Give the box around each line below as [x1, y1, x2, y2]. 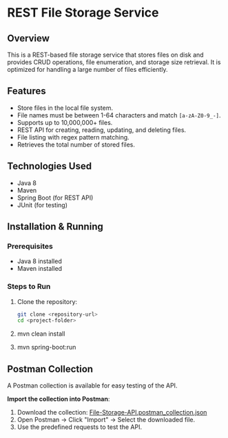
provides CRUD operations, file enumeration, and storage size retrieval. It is [7, 58, 221, 66]
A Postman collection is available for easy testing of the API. [7, 381, 178, 390]
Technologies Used [7, 160, 92, 172]
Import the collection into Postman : [7, 395, 110, 403]
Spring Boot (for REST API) [17, 193, 94, 202]
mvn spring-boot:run [17, 343, 76, 352]
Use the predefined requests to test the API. [17, 423, 143, 431]
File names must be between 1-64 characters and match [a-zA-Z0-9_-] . [17, 111, 222, 119]
